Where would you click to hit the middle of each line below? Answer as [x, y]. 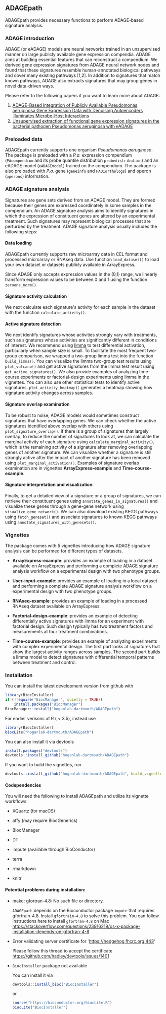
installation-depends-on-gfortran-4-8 [51, 931]
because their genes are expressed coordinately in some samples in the [78, 205]
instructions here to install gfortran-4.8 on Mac [61, 921]
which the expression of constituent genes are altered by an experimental [80, 216]
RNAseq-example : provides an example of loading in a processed [80, 601]
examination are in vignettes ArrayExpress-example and [63, 468]
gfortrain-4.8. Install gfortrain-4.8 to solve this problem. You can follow [85, 916]
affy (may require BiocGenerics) [45, 820]
